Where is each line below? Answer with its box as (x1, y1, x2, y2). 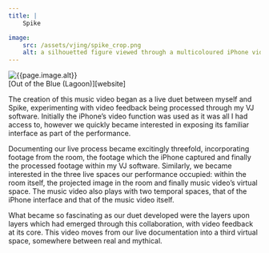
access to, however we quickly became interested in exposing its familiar (8, 120, 250, 130)
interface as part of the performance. (8, 129, 131, 139)
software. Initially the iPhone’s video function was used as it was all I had (8, 111, 248, 121)
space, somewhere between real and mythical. (8, 236, 163, 246)
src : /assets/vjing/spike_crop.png (22, 41, 142, 49)
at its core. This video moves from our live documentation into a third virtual (8, 227, 259, 237)
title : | (8, 11, 38, 20)
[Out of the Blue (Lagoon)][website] (8, 79, 126, 89)
